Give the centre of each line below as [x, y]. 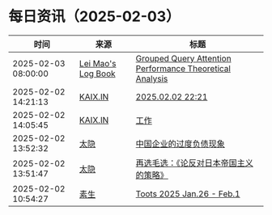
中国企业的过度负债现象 [180, 144]
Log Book [98, 74]
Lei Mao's [98, 63]
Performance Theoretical [183, 68]
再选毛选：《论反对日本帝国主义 [194, 162]
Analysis [152, 78]
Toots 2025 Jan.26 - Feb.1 [188, 193]
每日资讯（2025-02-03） [94, 17]
